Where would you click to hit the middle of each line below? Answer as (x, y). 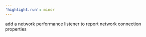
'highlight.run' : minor (30, 10)
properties (16, 29)
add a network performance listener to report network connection (73, 24)
